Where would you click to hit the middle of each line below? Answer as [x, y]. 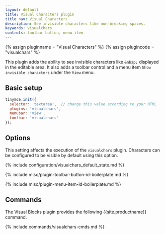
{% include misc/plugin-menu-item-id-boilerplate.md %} [63, 184]
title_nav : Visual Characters [37, 19]
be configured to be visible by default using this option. [62, 155]
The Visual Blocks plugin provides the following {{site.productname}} [76, 212]
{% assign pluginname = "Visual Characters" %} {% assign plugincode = [80, 47]
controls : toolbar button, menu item [44, 33]
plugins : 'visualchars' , [35, 109]
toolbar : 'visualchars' [34, 118]
